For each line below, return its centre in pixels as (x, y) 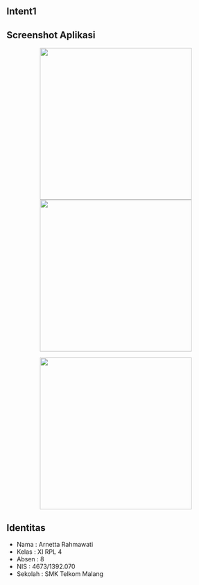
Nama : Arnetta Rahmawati (55, 545)
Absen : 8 (30, 559)
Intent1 (21, 11)
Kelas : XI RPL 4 (39, 552)
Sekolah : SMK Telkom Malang (60, 574)
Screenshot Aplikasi (51, 35)
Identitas (26, 528)
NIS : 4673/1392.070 (46, 567)
